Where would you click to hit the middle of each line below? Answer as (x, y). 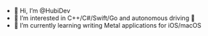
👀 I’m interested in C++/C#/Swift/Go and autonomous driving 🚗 (104, 18)
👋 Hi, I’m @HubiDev (42, 11)
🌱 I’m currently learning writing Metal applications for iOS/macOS (107, 25)
